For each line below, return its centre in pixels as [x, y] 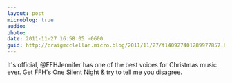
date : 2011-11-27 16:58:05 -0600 [55, 39]
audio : [17, 26]
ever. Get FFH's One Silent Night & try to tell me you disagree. [95, 72]
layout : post [26, 13]
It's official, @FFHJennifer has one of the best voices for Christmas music [112, 65]
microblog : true [30, 20]
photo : [17, 33]
